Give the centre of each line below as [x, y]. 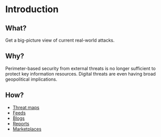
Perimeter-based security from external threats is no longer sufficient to [80, 68]
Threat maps [26, 107]
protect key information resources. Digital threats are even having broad [80, 74]
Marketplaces [27, 129]
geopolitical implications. [31, 79]
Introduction [32, 9]
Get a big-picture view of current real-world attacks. [60, 40]
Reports [21, 123]
